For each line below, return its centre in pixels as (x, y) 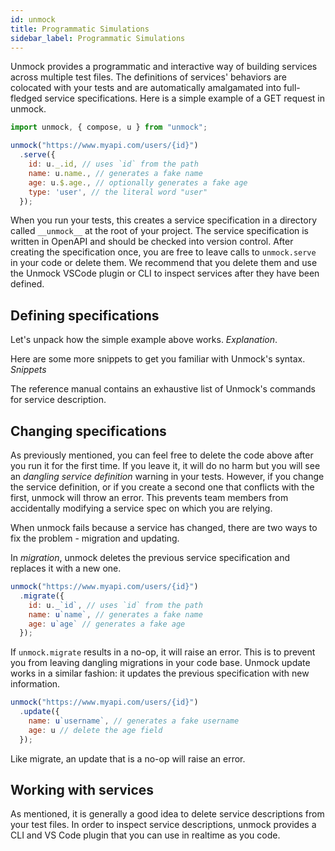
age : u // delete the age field (95, 730)
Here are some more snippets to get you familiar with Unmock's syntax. (158, 359)
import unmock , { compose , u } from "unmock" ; (109, 127)
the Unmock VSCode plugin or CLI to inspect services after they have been (165, 273)
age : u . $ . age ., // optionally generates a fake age (138, 182)
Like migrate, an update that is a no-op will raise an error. (128, 758)
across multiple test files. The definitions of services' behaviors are (149, 77)
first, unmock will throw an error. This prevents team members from (149, 497)
